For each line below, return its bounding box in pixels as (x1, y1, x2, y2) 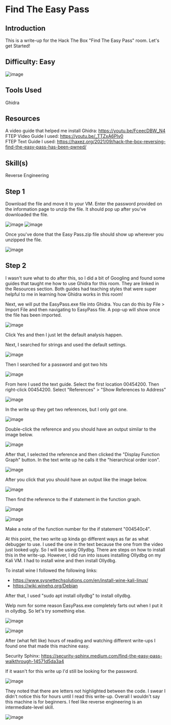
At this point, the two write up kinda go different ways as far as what (5, 536, 149, 542)
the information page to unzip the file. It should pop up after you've (5, 206, 146, 212)
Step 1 (5, 187, 26, 196)
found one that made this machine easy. (5, 643, 90, 649)
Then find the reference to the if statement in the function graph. (5, 496, 141, 502)
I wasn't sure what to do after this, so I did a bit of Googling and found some (5, 274, 165, 281)
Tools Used (5, 86, 42, 95)
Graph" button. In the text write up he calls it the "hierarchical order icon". (5, 457, 160, 463)
